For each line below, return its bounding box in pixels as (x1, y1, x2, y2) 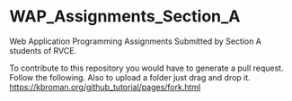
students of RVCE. (9, 45, 77, 55)
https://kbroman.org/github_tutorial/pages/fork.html (9, 81, 201, 92)
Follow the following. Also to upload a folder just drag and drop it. (9, 72, 252, 82)
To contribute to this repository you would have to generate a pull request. (9, 63, 284, 73)
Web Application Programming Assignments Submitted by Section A (9, 36, 262, 46)
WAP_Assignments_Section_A (9, 6, 241, 27)
